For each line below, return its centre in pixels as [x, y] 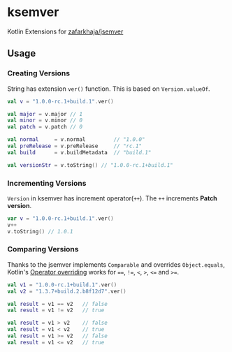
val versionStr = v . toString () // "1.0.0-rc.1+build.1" [90, 165]
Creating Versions [39, 73]
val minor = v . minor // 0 [45, 120]
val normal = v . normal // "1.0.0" [76, 140]
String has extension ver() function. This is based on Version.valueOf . [109, 89]
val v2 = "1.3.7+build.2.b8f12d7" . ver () [67, 291]
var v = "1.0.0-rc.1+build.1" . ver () [60, 218]
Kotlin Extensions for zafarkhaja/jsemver [65, 31]
